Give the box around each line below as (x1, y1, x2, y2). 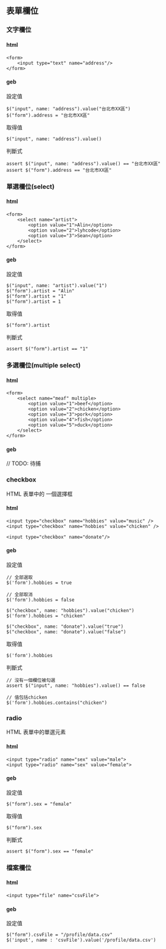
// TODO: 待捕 (6, 460, 41, 467)
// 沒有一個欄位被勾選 (6, 677, 56, 684)
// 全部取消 (6, 592, 33, 598)
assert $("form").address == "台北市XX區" (6, 167, 112, 173)
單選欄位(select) (6, 182, 55, 191)
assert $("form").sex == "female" (6, 848, 94, 855)
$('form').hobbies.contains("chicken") (6, 700, 108, 706)
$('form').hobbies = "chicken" (6, 613, 86, 619)
